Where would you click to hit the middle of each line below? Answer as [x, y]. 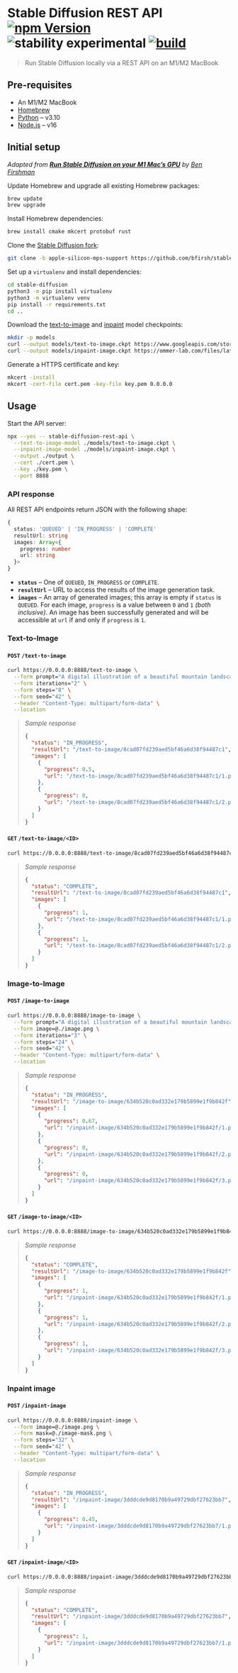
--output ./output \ [44, 456]
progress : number [46, 549]
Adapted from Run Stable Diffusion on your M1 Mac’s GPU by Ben [105, 164]
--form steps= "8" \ [42, 690]
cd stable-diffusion [38, 285]
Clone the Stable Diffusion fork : [53, 245]
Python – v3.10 [39, 117]
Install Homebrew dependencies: [56, 219]
